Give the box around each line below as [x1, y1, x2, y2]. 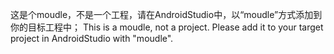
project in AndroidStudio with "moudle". [10, 33, 174, 44]
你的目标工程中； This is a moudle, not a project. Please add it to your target [10, 21, 324, 33]
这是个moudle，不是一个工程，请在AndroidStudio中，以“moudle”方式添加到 [10, 9, 323, 20]
